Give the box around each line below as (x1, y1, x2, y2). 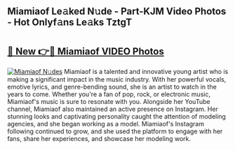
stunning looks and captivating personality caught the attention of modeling (7, 112, 227, 121)
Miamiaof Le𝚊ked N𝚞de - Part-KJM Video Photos (7, 6, 227, 17)
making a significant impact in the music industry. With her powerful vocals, (7, 75, 227, 83)
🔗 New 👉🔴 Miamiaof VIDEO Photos (7, 45, 165, 57)
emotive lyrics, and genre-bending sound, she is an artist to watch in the (7, 83, 217, 91)
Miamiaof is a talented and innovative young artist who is (64, 68, 229, 75)
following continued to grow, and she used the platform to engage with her (7, 127, 223, 135)
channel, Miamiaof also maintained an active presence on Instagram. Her (7, 105, 219, 113)
